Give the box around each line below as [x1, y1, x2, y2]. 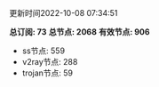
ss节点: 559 [21, 45, 65, 56]
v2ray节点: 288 [21, 57, 78, 67]
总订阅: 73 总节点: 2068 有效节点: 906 [9, 27, 150, 37]
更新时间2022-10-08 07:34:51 [9, 8, 118, 18]
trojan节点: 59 [21, 67, 74, 78]
